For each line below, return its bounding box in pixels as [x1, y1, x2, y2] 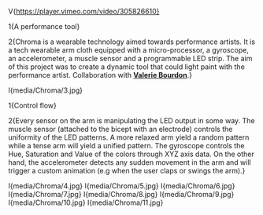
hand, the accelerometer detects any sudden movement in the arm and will [8, 158, 251, 167]
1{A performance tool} [8, 22, 80, 31]
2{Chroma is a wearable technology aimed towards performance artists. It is [8, 37, 256, 46]
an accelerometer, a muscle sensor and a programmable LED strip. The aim [8, 54, 253, 63]
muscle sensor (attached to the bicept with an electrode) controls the [8, 125, 233, 133]
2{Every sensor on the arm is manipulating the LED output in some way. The [8, 116, 255, 125]
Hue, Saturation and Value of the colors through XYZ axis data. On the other [8, 149, 254, 159]
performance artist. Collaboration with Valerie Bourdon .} [8, 71, 193, 79]
